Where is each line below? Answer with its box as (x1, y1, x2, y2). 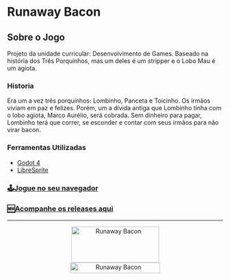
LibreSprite (16, 166, 49, 174)
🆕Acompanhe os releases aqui (7, 204, 114, 214)
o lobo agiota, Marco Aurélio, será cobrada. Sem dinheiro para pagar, (7, 111, 202, 120)
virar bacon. (7, 126, 41, 134)
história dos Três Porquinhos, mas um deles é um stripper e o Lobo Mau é (7, 57, 216, 65)
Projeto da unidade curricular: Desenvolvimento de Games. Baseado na (7, 49, 209, 58)
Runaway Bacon (7, 4, 101, 20)
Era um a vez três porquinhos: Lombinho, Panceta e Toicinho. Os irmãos (7, 97, 211, 105)
